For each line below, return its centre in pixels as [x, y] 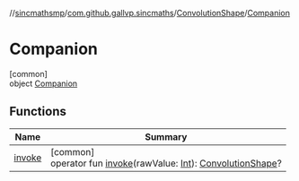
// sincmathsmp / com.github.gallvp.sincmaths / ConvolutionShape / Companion [149, 13]
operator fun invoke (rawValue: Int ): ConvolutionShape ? [167, 163]
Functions [38, 112]
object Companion [44, 83]
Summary [166, 136]
